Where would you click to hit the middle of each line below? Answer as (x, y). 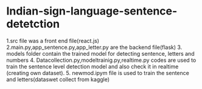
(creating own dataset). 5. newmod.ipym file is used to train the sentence (98, 73)
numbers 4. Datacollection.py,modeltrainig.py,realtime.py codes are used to (101, 60)
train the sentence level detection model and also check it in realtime (92, 66)
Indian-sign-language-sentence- (92, 11)
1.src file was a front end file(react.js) (53, 41)
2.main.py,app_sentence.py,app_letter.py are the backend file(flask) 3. (94, 47)
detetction (33, 24)
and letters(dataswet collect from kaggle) (58, 79)
